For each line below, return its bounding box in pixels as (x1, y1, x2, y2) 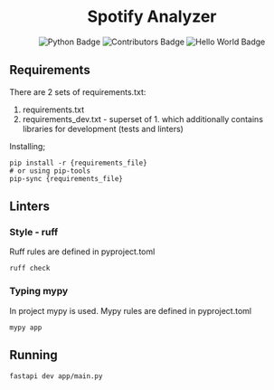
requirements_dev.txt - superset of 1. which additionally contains (22, 113, 264, 124)
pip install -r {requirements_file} (9, 158, 147, 167)
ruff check (9, 264, 51, 273)
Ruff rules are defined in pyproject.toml (9, 246, 156, 257)
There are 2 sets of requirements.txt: (9, 86, 146, 97)
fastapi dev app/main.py (9, 371, 103, 381)
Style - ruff (9, 226, 59, 239)
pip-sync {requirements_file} (9, 174, 124, 183)
